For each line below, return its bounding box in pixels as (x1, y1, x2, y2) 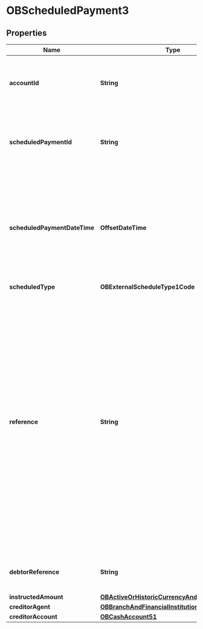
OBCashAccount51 (100, 613, 157, 621)
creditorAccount (9, 613, 57, 621)
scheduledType (9, 283, 56, 291)
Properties (6, 28, 47, 38)
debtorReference (9, 568, 59, 576)
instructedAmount (9, 593, 63, 601)
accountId (9, 79, 39, 87)
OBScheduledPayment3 (6, 4, 129, 18)
